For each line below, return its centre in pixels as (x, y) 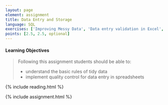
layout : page (19, 10)
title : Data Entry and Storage (39, 19)
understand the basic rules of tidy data (66, 72)
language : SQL (20, 24)
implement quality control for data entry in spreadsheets (85, 77)
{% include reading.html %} (35, 87)
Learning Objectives (27, 50)
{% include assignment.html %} (39, 97)
